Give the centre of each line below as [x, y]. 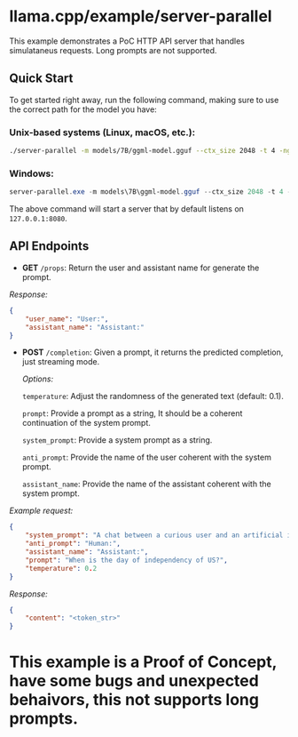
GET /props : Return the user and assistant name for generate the [141, 268]
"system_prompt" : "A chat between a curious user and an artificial [154, 535]
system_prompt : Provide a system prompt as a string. [117, 440]
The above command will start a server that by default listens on [126, 209]
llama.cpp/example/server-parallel [141, 16]
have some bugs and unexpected [134, 681]
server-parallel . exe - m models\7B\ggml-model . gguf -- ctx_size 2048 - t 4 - [150, 192]
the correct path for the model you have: [83, 109]
